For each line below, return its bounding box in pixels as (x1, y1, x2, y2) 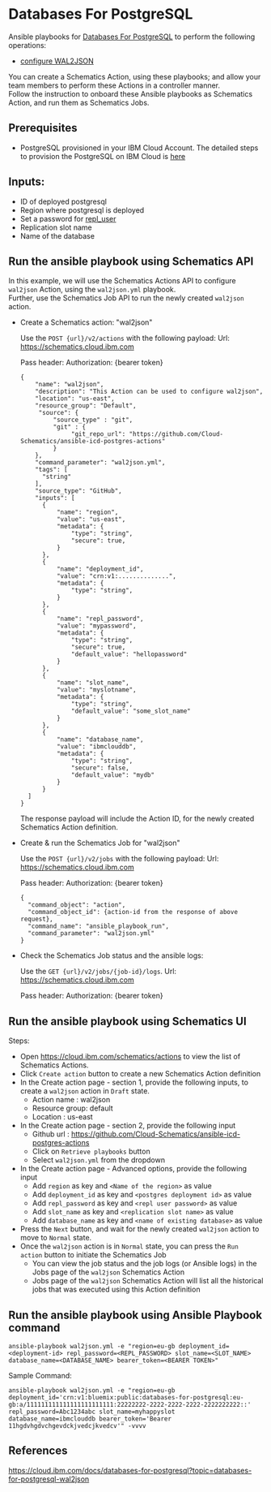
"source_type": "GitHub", (35, 487, 123, 495)
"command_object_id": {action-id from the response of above (28, 908, 239, 916)
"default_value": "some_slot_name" (71, 707, 192, 715)
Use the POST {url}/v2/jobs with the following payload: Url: (19, 854, 219, 864)
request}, (19, 915, 54, 924)
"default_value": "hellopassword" (71, 650, 188, 658)
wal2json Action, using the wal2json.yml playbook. (8, 285, 176, 295)
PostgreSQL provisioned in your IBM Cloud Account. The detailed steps (19, 143, 259, 153)
